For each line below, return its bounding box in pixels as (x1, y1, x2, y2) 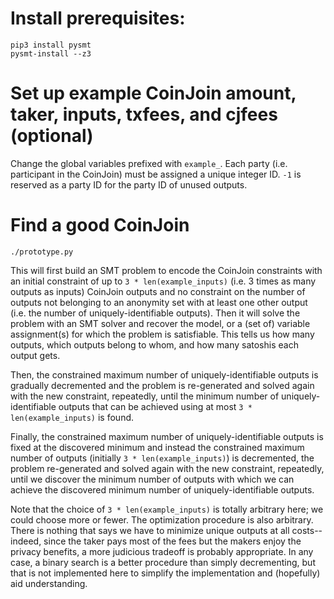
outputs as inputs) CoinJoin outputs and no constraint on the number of (10, 285, 306, 297)
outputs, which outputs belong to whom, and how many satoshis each (10, 338, 299, 351)
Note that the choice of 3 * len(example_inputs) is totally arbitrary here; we (10, 503, 324, 515)
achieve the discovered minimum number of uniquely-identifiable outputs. (10, 483, 315, 496)
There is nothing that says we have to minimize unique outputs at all (10, 524, 290, 536)
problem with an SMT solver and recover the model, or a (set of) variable (10, 317, 311, 329)
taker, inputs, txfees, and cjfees (10, 103, 278, 126)
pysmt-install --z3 (10, 48, 92, 59)
